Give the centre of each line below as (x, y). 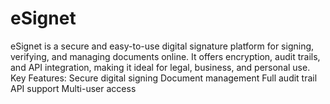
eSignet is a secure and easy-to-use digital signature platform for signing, (162, 46)
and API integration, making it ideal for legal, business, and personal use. (160, 67)
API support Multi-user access (73, 88)
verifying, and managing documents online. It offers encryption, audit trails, (165, 56)
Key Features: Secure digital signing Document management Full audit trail (164, 78)
